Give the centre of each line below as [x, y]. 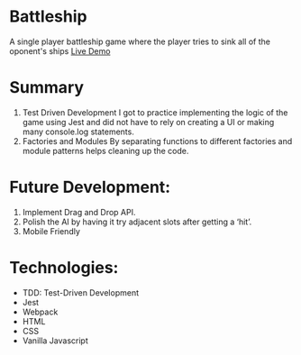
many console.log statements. [78, 132]
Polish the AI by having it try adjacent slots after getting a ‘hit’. [137, 222]
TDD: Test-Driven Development [81, 292]
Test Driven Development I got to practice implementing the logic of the [155, 112]
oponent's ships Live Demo [60, 50]
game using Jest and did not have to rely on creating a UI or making [148, 122]
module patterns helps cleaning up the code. [105, 150]
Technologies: [64, 268]
